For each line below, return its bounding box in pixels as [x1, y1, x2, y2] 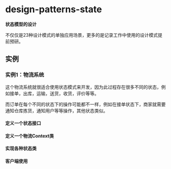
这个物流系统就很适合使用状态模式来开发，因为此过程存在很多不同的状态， [5, 84, 161, 90]
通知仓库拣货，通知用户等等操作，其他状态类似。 [5, 107, 108, 113]
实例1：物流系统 [5, 71, 44, 79]
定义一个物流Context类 [5, 133, 54, 139]
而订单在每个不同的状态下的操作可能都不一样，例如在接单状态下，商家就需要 [5, 101, 166, 107]
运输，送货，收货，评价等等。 [36, 90, 99, 96]
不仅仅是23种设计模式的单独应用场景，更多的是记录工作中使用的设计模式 [5, 32, 158, 38]
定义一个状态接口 [5, 120, 41, 126]
